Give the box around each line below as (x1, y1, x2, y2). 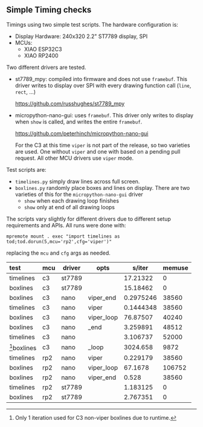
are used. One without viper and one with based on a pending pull (14, 148, 181, 155)
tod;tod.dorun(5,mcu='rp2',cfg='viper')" (6, 238, 112, 244)
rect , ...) (14, 88, 36, 96)
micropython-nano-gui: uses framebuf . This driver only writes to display (14, 111, 194, 119)
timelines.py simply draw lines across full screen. (14, 178, 140, 185)
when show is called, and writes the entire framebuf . (14, 118, 143, 125)
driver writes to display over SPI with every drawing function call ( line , (14, 82, 192, 89)
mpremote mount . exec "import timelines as (6, 233, 120, 240)
